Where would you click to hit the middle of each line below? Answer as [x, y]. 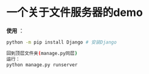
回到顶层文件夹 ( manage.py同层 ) [42, 53]
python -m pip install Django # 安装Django [62, 42]
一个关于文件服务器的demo [75, 13]
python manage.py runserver [42, 65]
